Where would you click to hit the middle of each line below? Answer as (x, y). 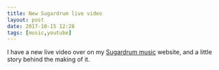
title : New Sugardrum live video (55, 13)
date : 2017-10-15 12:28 (41, 26)
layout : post (26, 20)
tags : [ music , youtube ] (39, 33)
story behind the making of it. (49, 60)
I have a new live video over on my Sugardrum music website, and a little (109, 52)
